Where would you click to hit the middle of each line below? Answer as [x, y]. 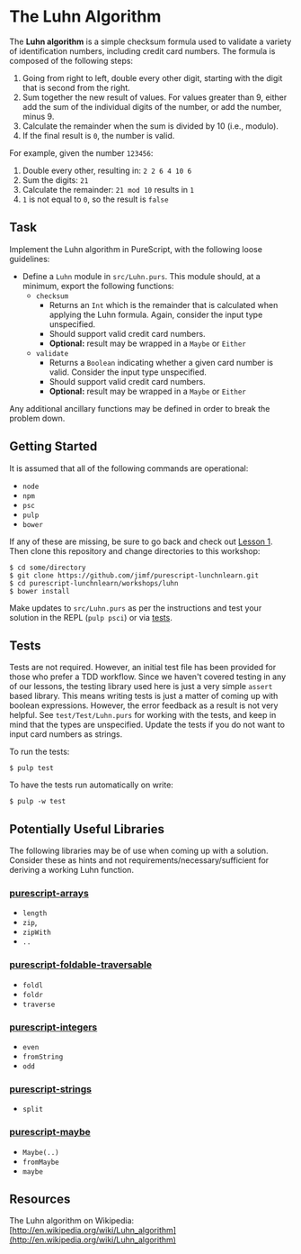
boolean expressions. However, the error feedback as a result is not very [144, 705]
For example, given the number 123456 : [81, 153]
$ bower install [40, 591]
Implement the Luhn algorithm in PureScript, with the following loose [136, 249]
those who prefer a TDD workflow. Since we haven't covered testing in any [148, 677]
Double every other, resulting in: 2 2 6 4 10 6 [107, 170]
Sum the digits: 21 [55, 180]
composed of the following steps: [71, 60]
